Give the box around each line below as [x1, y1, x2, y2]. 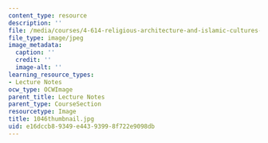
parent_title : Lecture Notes [8, 93, 105, 101]
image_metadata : [8, 41, 62, 49]
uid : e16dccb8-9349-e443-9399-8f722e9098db [8, 122, 156, 130]
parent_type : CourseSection [8, 100, 102, 108]
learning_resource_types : [8, 71, 94, 79]
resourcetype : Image [8, 108, 77, 116]
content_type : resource [8, 11, 88, 20]
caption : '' [15, 48, 56, 56]
